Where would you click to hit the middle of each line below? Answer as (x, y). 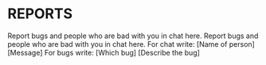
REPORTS (40, 14)
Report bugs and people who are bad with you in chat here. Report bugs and (133, 36)
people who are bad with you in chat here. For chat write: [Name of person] (131, 44)
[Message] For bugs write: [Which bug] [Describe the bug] (104, 52)
